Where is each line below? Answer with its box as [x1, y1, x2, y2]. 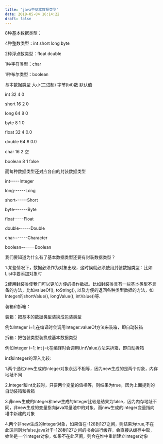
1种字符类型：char [5, 61, 42, 67]
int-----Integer [5, 178, 34, 184]
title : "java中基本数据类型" [5, 7, 59, 12]
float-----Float [5, 216, 34, 222]
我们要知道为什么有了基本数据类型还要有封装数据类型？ [5, 254, 115, 260]
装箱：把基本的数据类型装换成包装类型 [5, 314, 81, 320]
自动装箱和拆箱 [5, 388, 35, 394]
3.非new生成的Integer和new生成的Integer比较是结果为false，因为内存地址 [5, 399, 153, 405]
